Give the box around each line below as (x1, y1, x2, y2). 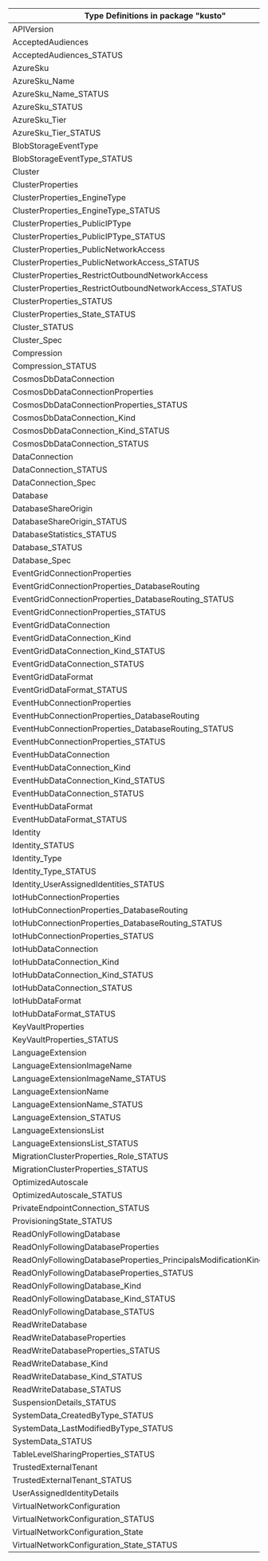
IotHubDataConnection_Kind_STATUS (12, 969, 154, 980)
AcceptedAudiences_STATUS (12, 49, 124, 61)
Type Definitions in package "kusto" (84, 10, 227, 21)
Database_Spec (12, 555, 72, 565)
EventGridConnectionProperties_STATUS (12, 607, 166, 617)
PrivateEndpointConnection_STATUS (12, 1203, 150, 1213)
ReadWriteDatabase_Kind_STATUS (12, 1371, 143, 1382)
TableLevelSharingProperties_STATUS (12, 1449, 156, 1460)
